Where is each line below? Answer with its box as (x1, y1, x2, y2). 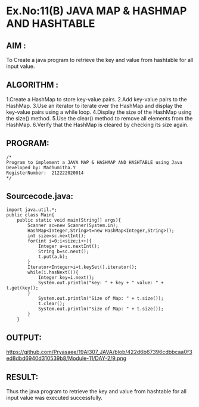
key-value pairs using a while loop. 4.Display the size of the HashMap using (6, 108, 192, 116)
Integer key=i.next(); (38, 275, 95, 281)
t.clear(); (38, 301, 66, 307)
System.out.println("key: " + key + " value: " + (38, 280, 164, 286)
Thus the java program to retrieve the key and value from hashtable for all (6, 388, 186, 395)
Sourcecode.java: (6, 191, 73, 201)
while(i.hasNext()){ (27, 269, 79, 275)
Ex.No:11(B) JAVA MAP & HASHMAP (6, 4, 187, 18)
